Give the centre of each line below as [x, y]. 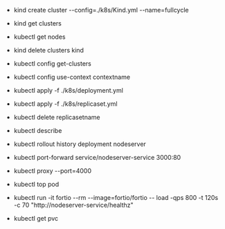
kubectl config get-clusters [52, 64]
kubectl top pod [36, 184]
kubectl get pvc [36, 218]
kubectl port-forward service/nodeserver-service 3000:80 [97, 157]
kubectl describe [38, 130]
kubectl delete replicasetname [57, 117]
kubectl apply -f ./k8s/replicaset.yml [65, 104]
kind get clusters [38, 23]
